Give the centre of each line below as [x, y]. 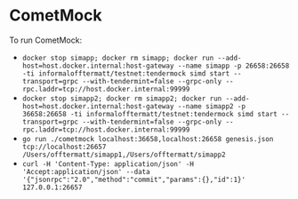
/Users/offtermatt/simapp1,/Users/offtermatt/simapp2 [124, 155]
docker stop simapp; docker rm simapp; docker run [118, 58]
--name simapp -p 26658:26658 [234, 66]
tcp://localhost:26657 [64, 147]
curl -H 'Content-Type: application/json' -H [108, 164]
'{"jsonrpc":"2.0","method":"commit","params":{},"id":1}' [134, 179]
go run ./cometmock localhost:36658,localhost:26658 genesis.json [148, 139]
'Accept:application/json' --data [86, 171]
